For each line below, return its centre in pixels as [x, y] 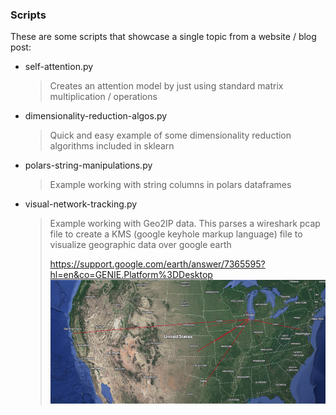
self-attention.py [59, 67]
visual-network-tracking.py [81, 204]
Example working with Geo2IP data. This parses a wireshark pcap [185, 224]
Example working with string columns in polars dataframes [170, 185]
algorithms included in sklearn [112, 146]
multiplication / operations [103, 97]
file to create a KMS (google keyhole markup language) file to [176, 234]
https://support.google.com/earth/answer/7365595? [157, 264]
